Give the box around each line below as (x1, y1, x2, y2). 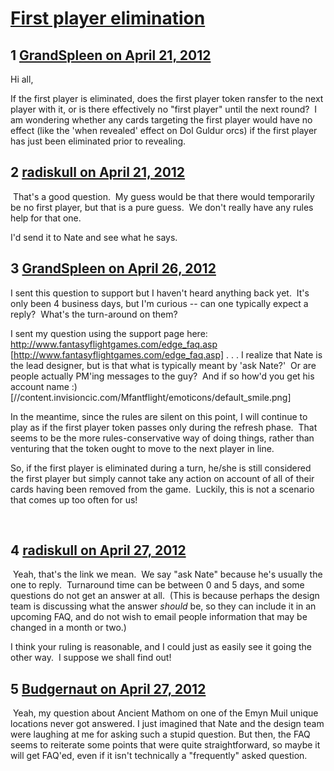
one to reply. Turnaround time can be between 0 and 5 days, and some (10, 579, 305, 591)
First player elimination (10, 7, 206, 30)
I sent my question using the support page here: (10, 327, 208, 339)
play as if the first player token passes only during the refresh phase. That (10, 421, 318, 433)
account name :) (10, 380, 78, 392)
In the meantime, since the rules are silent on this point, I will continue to (10, 410, 308, 422)
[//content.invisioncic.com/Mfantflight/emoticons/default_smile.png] (10, 391, 292, 403)
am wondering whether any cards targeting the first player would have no (10, 114, 313, 126)
